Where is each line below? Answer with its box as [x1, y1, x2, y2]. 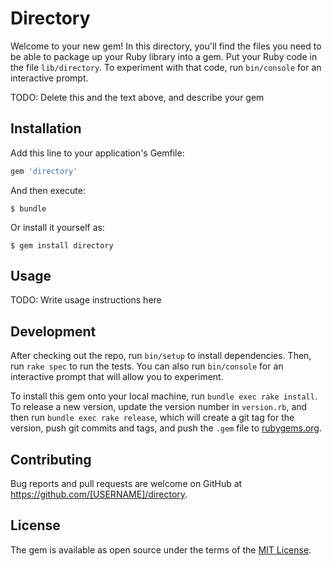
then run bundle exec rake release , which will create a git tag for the [10, 412, 295, 424]
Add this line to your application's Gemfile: [10, 147, 185, 159]
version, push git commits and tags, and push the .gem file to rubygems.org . [10, 422, 323, 434]
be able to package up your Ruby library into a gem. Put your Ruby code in [10, 50, 318, 62]
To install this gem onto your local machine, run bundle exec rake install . [10, 390, 318, 402]
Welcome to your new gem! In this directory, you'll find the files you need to [10, 40, 322, 52]
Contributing [10, 451, 92, 468]
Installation [10, 120, 82, 137]
